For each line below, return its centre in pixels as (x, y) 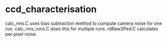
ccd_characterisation (51, 9)
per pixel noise (21, 34)
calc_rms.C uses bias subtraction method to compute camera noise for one (84, 23)
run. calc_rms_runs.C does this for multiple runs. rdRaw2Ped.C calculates (82, 28)
